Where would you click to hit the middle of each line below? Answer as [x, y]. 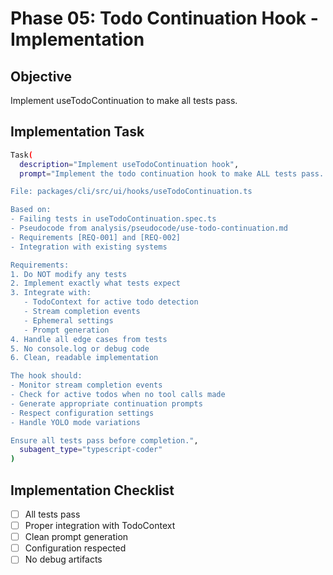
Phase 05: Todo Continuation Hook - [164, 18]
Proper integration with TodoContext [100, 526]
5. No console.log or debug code [80, 348]
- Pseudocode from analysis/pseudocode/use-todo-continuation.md [149, 228]
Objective [41, 76]
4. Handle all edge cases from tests [89, 339]
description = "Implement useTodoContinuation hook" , [129, 164]
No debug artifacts [63, 559]
